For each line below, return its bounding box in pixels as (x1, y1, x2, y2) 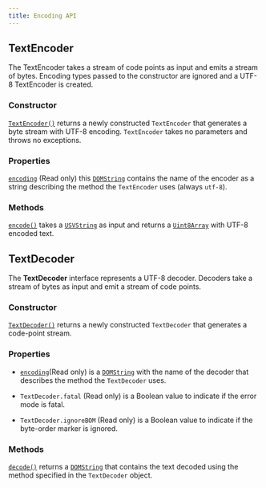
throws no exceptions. (8, 135, 82, 144)
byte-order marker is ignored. (19, 423, 119, 433)
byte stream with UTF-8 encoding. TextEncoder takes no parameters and (8, 126, 248, 136)
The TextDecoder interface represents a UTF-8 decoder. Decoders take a (8, 274, 253, 283)
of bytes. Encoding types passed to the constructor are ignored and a (8, 71, 239, 81)
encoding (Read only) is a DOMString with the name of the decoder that (19, 367, 249, 376)
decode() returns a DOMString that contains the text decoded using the (8, 462, 239, 472)
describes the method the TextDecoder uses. (19, 375, 167, 385)
